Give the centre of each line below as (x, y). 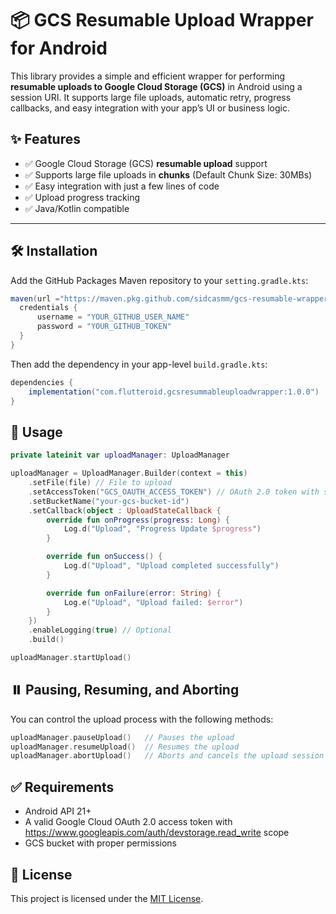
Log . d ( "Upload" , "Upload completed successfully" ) (171, 566)
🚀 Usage (36, 432)
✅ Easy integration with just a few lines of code (122, 186)
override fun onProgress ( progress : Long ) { (138, 520)
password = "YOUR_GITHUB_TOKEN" (104, 327)
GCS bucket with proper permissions (100, 843)
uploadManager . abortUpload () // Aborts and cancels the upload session (167, 756)
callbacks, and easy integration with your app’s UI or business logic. (150, 108)
